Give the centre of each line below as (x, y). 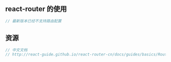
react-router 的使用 (36, 9)
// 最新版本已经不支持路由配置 (34, 21)
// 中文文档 (17, 50)
